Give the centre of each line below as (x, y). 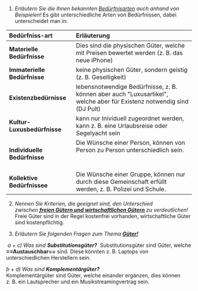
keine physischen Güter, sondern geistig (132, 70)
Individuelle (26, 150)
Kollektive (24, 178)
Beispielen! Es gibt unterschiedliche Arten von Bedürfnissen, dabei (95, 15)
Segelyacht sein (98, 133)
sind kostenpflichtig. (39, 222)
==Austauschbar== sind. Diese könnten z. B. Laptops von (77, 252)
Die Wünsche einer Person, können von (131, 143)
